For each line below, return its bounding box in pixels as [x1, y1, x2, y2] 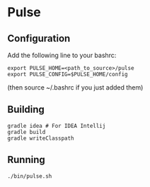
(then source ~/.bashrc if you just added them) [7, 83, 144, 92]
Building [7, 104, 45, 116]
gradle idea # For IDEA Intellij [7, 122, 106, 129]
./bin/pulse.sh [7, 172, 52, 180]
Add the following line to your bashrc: [7, 51, 117, 59]
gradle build [7, 128, 46, 135]
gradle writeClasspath [7, 135, 74, 142]
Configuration [7, 32, 71, 44]
